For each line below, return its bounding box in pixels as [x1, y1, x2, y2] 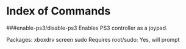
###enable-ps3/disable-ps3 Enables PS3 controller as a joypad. [6, 24, 168, 31]
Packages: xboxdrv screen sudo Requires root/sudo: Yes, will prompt [6, 36, 180, 43]
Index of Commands [6, 4, 111, 18]
